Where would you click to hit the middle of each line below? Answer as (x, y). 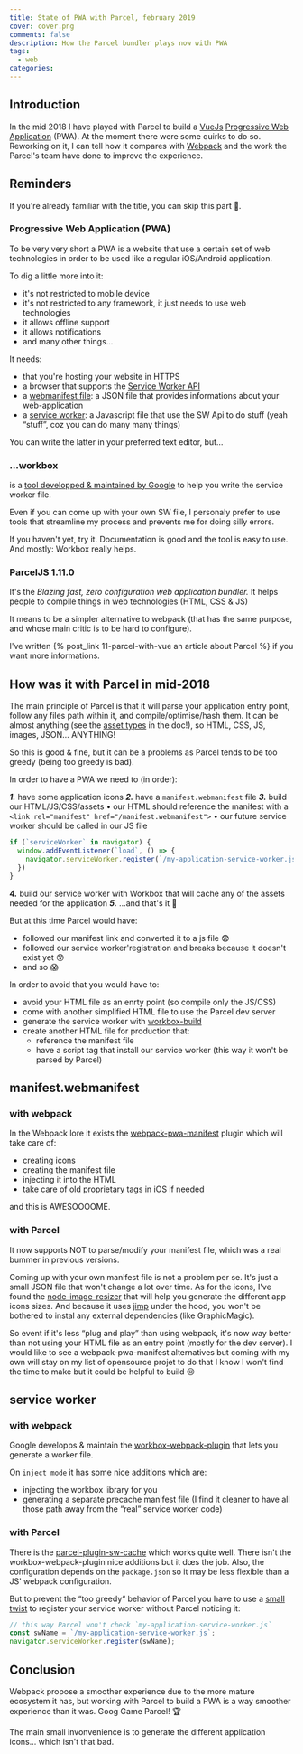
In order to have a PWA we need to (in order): (93, 779)
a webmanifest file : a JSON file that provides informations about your (151, 395)
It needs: (26, 359)
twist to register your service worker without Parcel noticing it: (125, 1608)
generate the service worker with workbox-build (112, 1021)
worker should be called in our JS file (78, 826)
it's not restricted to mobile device (86, 293)
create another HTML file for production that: (106, 1031)
